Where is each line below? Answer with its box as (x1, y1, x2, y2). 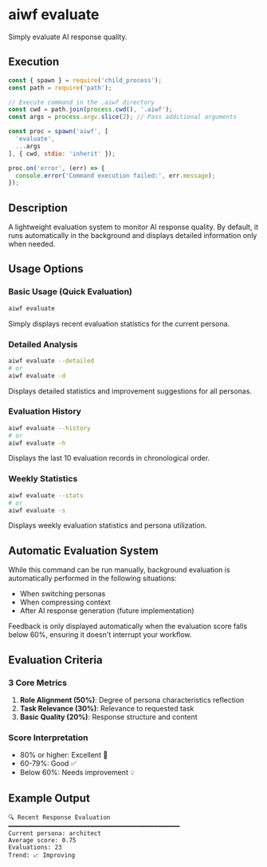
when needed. (8, 240, 56, 249)
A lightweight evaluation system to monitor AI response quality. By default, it (8, 222, 259, 232)
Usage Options (8, 262, 84, 276)
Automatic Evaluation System (8, 544, 159, 557)
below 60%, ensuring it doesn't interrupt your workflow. (8, 630, 192, 639)
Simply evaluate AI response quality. (8, 32, 128, 42)
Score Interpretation (8, 732, 88, 743)
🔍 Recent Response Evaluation (8, 814, 111, 821)
